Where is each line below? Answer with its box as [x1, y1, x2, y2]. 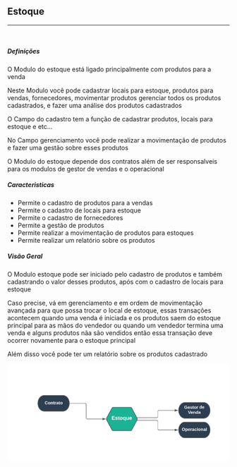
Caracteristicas [7, 181, 55, 189]
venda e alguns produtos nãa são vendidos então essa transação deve [7, 328, 213, 337]
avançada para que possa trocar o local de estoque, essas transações [7, 306, 212, 315]
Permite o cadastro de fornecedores [17, 213, 123, 222]
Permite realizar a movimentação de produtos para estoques [17, 229, 194, 237]
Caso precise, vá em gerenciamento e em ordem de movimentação [7, 298, 203, 307]
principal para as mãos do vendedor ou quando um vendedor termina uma [7, 321, 224, 329]
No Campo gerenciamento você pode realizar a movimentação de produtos [7, 135, 227, 144]
